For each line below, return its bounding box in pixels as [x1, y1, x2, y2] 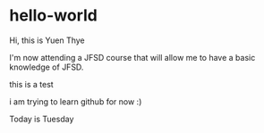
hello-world [9, 5, 98, 26]
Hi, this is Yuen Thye [9, 35, 85, 46]
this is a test [9, 79, 54, 89]
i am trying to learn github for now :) [9, 96, 142, 107]
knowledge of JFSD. [9, 62, 84, 72]
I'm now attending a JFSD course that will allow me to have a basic [9, 52, 256, 62]
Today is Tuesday [9, 113, 74, 124]
